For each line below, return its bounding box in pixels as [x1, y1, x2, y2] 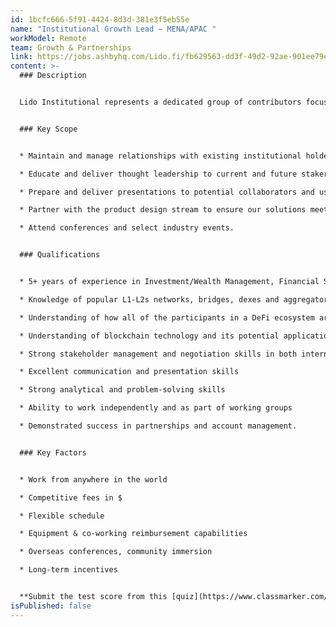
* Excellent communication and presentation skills [19, 367, 240, 377]
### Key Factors [19, 447, 87, 458]
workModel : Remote [10, 33, 87, 43]
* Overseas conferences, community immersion [19, 547, 213, 557]
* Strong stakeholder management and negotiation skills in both [19, 349, 298, 359]
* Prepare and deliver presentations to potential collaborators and [19, 187, 315, 197]
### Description [19, 71, 87, 81]
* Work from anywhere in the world [19, 474, 168, 485]
